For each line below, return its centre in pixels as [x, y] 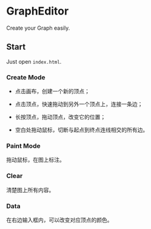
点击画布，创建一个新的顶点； [52, 91]
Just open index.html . [34, 61]
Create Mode [26, 77]
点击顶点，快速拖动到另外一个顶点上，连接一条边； [79, 104]
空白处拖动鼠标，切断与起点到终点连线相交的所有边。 [82, 130]
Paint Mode [23, 145]
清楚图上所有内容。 [30, 190]
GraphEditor [38, 11]
